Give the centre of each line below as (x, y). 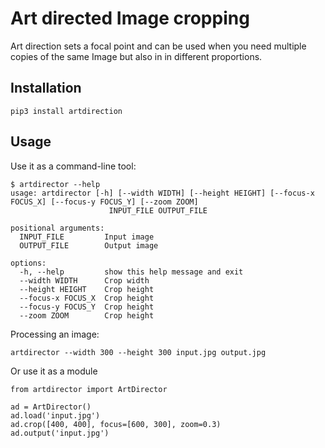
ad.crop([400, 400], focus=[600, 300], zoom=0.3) (116, 424)
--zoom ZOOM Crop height (87, 315)
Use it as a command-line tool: (73, 166)
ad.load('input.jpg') (55, 415)
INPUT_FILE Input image (87, 237)
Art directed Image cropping (130, 18)
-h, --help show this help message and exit (131, 272)
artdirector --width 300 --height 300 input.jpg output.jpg (138, 352)
